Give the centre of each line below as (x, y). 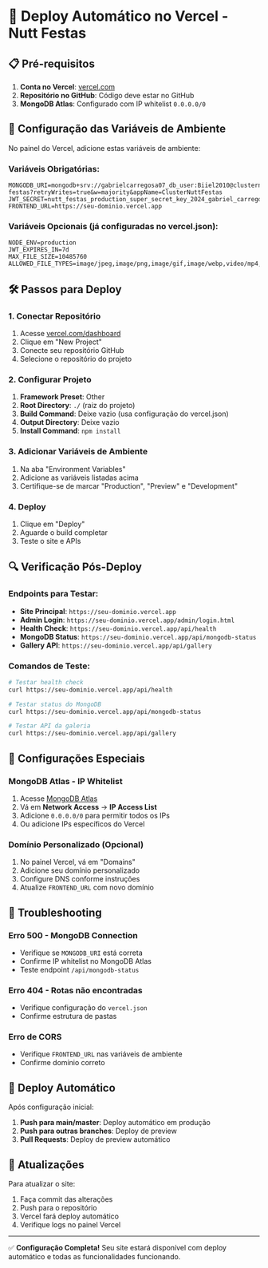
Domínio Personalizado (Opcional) (76, 844)
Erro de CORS (35, 1037)
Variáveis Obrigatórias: (54, 168)
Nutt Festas (47, 33)
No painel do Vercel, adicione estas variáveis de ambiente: (104, 148)
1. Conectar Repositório (55, 316)
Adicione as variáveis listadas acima (79, 477)
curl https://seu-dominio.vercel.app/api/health (91, 690)
